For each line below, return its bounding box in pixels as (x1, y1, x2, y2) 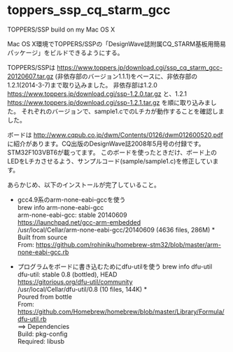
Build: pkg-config (17, 330, 68, 338)
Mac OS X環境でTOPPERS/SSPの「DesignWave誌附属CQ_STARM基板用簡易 (7, 39, 226, 48)
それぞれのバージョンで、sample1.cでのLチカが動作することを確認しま (20, 107, 225, 115)
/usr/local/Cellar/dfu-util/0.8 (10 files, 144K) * (17, 285, 148, 293)
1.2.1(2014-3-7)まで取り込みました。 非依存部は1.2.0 (7, 80, 157, 89)
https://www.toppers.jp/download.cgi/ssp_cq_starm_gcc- (57, 63, 223, 71)
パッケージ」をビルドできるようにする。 (7, 48, 124, 57)
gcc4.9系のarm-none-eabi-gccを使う (17, 195, 126, 204)
